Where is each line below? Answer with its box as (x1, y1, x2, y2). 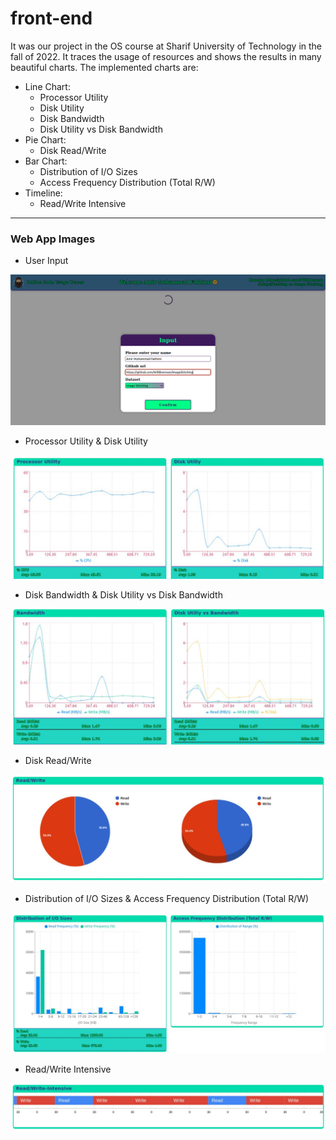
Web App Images (10, 232, 96, 246)
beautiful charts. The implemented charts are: (10, 61, 199, 73)
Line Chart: (24, 80, 71, 92)
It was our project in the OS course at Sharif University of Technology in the (10, 40, 323, 52)
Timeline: (24, 187, 63, 199)
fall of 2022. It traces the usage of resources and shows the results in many (10, 50, 322, 62)
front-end (10, 7, 93, 30)
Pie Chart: (24, 133, 67, 146)
